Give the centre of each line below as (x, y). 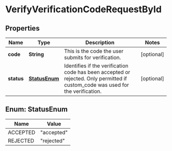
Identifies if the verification (96, 66)
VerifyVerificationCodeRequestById (84, 9)
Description (100, 43)
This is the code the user (94, 51)
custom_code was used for (96, 85)
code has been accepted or (97, 72)
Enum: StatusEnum (37, 109)
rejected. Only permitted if (95, 79)
